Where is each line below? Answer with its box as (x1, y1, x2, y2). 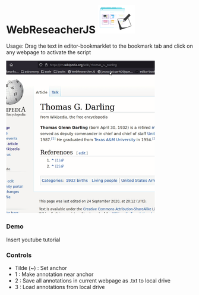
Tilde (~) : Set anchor (14, 264, 67, 271)
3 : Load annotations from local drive (14, 283, 105, 290)
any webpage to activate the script (6, 49, 91, 56)
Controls (6, 251, 32, 259)
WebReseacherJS (6, 23, 96, 36)
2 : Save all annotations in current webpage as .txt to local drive (14, 277, 171, 284)
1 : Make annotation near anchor (14, 271, 94, 278)
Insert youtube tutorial (6, 236, 61, 243)
